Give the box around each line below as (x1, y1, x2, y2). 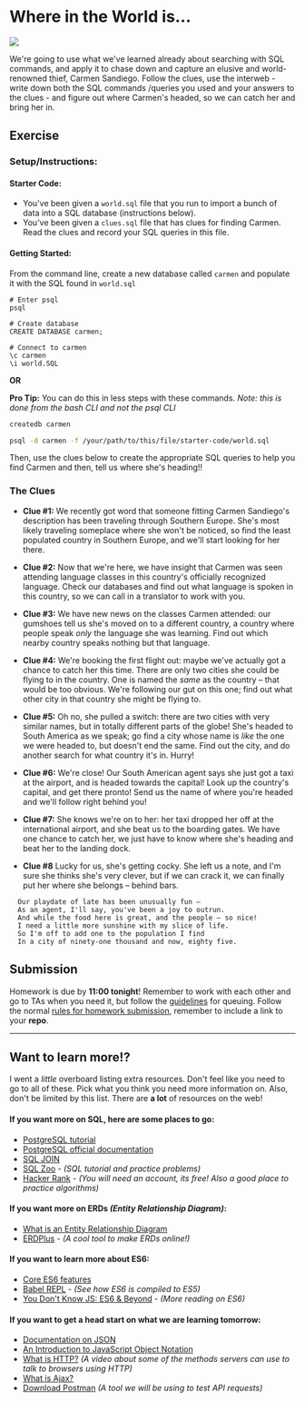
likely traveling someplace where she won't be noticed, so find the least (22, 524, 291, 535)
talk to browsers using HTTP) (22, 1363, 133, 1374)
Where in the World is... (9, 6, 192, 27)
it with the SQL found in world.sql (9, 277, 136, 288)
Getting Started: (9, 248, 72, 259)
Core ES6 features (22, 1274, 92, 1285)
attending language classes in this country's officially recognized (22, 571, 266, 582)
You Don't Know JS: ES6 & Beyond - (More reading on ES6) (22, 1293, 246, 1304)
